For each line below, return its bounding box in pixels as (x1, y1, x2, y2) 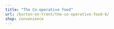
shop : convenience (5, 16, 44, 21)
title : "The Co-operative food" (5, 7, 73, 12)
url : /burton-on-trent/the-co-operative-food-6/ (5, 12, 109, 17)
